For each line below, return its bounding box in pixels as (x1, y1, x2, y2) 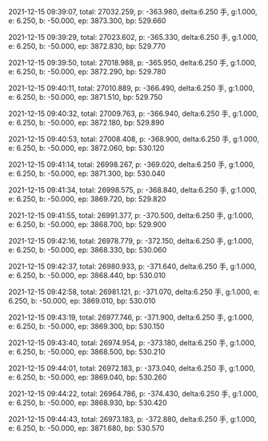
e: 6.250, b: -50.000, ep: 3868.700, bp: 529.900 (8, 220, 166, 229)
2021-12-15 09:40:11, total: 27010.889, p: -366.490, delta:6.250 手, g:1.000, (8, 83, 255, 93)
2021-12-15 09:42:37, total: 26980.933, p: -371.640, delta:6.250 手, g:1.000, (8, 262, 257, 271)
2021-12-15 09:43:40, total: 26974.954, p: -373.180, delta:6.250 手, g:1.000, (8, 338, 256, 348)
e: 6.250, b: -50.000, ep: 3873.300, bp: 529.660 (8, 16, 166, 26)
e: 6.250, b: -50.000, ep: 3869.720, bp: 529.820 (8, 194, 166, 204)
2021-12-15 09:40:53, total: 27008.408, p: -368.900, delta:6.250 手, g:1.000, (8, 134, 260, 144)
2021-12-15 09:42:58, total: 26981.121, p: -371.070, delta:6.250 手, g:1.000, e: (8, 287, 260, 296)
